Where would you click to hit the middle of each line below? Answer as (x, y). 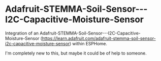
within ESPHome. (90, 43)
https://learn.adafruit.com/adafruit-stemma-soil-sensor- (99, 38)
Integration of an (22, 33)
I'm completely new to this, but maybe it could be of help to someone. (76, 53)
